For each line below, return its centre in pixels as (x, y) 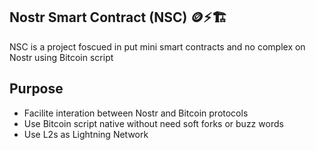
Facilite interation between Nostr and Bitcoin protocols (136, 113)
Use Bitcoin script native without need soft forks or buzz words (153, 123)
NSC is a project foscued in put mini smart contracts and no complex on (157, 46)
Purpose (36, 89)
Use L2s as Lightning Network (86, 134)
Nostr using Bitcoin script (61, 57)
